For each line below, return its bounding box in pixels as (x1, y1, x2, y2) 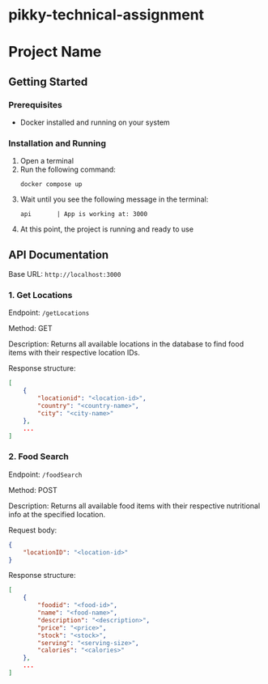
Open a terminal (19, 156, 74, 166)
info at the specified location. (8, 509, 106, 519)
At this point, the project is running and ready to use (19, 224, 194, 234)
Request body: (8, 525, 57, 535)
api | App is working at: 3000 (19, 210, 148, 219)
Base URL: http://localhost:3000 (8, 270, 121, 279)
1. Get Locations (8, 290, 73, 301)
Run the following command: (19, 164, 116, 175)
